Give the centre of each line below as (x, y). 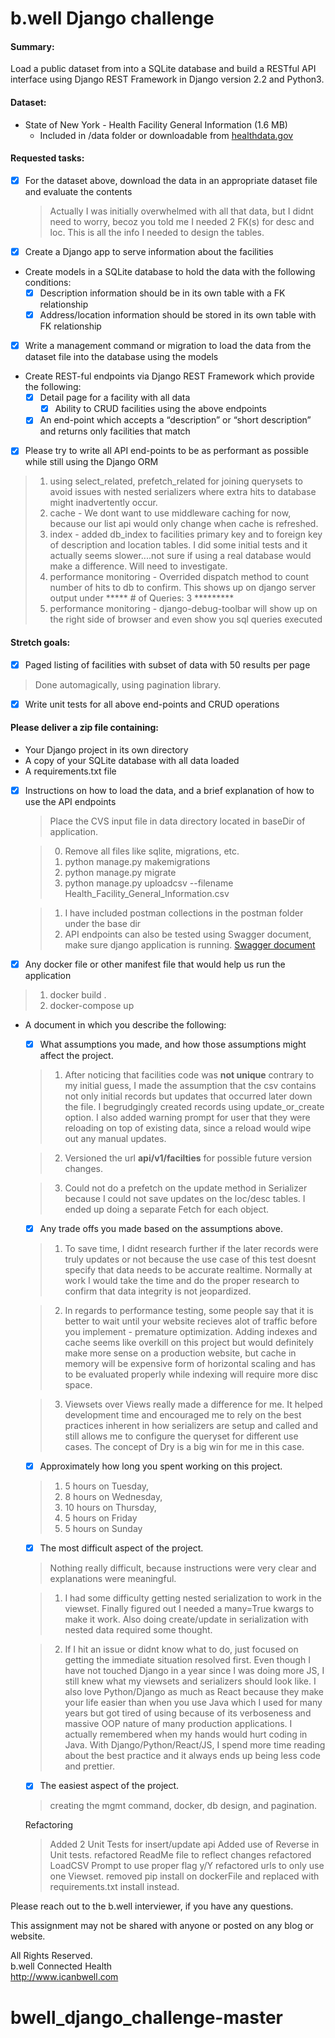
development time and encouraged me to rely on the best (183, 1415)
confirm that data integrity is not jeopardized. (158, 1291)
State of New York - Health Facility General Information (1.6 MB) (156, 124)
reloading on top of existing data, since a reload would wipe (188, 1128)
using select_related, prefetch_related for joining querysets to (176, 481)
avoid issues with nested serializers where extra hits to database (183, 492)
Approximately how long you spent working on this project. (161, 1466)
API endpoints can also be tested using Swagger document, (188, 934)
